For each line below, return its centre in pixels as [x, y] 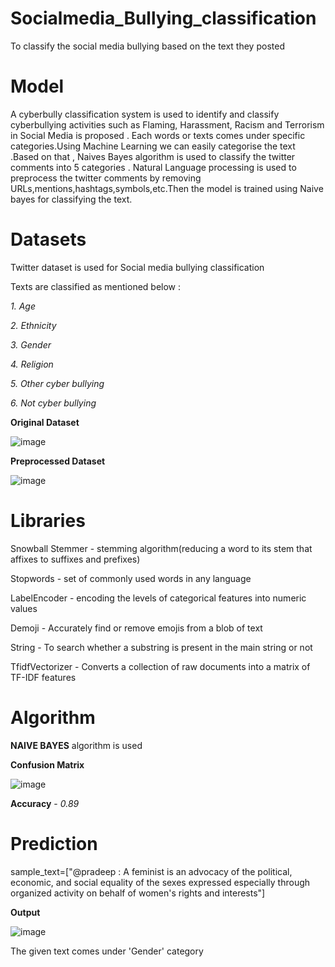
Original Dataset [45, 422]
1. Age [23, 306]
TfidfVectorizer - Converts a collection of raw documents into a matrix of [160, 666]
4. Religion [32, 364]
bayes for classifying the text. [71, 199]
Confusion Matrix [47, 764]
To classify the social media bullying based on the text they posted [147, 46]
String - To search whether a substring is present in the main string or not [161, 647]
